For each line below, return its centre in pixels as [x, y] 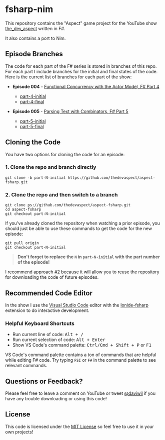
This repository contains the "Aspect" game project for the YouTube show [81, 23]
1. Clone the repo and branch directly [51, 167]
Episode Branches [34, 54]
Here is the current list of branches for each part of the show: [68, 77]
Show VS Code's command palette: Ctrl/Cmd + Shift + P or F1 [82, 345]
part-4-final [32, 101]
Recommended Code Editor [49, 293]
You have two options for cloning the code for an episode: [65, 154]
